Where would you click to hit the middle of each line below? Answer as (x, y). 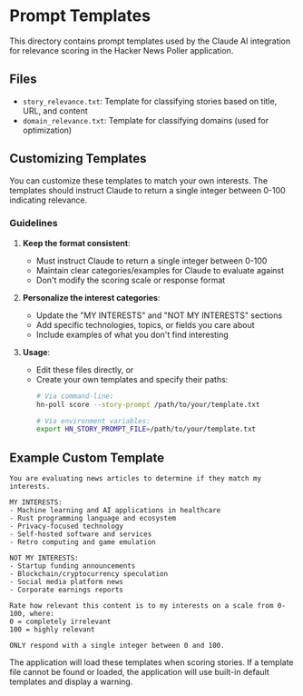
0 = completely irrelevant (60, 622)
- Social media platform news (67, 582)
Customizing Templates (78, 159)
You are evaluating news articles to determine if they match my (135, 479)
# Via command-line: (75, 396)
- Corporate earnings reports (67, 590)
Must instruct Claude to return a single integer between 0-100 (151, 261)
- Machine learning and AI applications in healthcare (115, 511)
